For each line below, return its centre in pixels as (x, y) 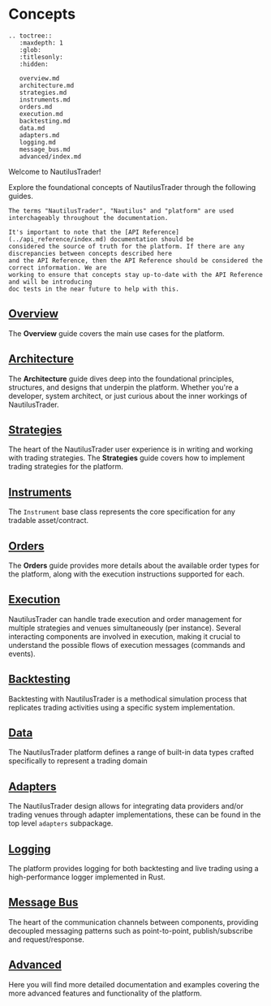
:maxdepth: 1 (41, 43)
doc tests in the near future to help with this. (94, 289)
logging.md (38, 142)
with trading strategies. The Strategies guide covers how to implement (127, 458)
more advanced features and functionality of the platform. (105, 993)
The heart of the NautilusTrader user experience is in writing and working (131, 449)
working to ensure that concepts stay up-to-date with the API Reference (136, 274)
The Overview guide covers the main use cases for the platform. (116, 333)
